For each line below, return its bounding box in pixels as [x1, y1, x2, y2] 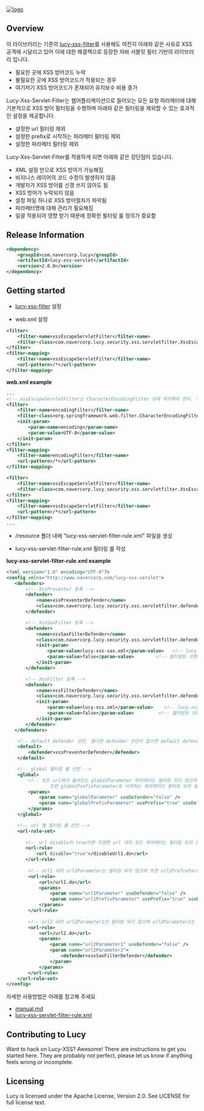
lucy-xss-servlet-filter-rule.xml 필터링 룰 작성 [15, 545, 126, 552]
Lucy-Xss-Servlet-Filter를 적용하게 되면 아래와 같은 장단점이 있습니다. [6, 153, 174, 160]
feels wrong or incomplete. [6, 1059, 74, 1066]
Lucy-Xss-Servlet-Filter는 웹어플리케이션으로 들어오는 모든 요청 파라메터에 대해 [6, 96, 196, 104]
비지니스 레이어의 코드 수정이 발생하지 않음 [15, 174, 117, 181]
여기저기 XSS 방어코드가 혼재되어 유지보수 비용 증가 [15, 84, 138, 91]
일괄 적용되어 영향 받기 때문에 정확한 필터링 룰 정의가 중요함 [15, 212, 157, 219]
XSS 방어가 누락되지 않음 [15, 189, 75, 196]
